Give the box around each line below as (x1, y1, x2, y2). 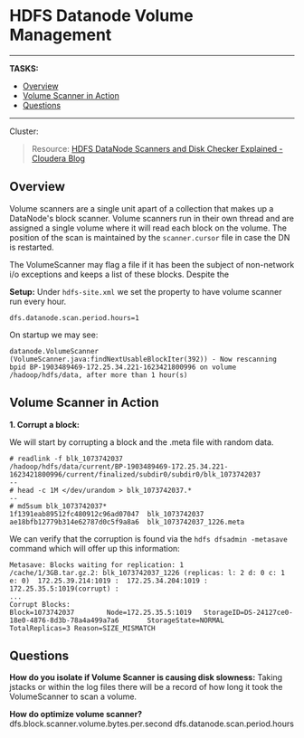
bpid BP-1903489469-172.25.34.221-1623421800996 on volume (9, 363, 237, 372)
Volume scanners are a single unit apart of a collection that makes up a (9, 203, 274, 213)
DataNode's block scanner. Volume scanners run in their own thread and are (9, 213, 295, 223)
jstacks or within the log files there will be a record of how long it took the (9, 682, 283, 693)
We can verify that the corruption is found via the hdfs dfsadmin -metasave (9, 533, 288, 544)
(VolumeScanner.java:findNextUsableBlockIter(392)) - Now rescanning (9, 355, 278, 364)
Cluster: (9, 126, 39, 137)
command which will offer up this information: (9, 543, 181, 553)
